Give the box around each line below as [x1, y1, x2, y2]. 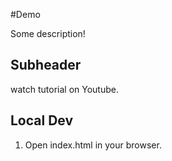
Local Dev [10, 112, 74, 129]
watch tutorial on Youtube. [10, 83, 119, 95]
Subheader [10, 57, 82, 74]
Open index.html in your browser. [24, 139, 162, 151]
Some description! [10, 28, 86, 39]
